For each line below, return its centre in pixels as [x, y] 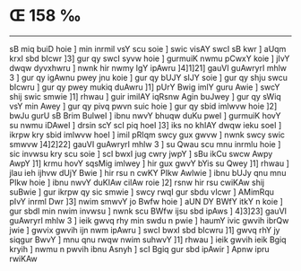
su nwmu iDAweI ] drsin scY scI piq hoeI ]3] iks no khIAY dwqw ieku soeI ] [146, 125]
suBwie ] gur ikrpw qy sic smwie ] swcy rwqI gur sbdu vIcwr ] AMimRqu [142, 192]
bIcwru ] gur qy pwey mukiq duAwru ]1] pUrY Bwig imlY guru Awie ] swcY [145, 87]
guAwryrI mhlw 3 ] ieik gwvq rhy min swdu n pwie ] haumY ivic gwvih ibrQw [149, 220]
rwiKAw [23, 258]
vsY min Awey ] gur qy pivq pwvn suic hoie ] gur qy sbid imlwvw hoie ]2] [143, 106]
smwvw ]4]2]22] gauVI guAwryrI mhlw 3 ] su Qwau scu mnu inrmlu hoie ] [145, 144]
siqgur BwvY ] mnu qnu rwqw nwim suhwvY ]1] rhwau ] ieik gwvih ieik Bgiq [148, 240]
